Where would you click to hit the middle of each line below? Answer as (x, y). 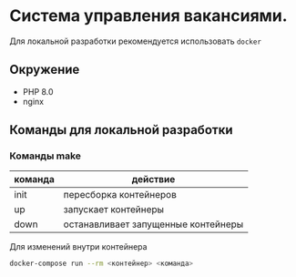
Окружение (45, 70)
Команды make (46, 156)
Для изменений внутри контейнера (78, 247)
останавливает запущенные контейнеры (153, 224)
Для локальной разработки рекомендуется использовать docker (136, 41)
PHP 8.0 (38, 91)
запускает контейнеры (114, 210)
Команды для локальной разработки (121, 130)
